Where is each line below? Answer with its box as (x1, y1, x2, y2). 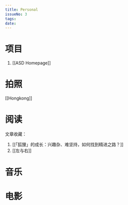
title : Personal (5, 7, 38, 12)
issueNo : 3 (5, 12, 27, 17)
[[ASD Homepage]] (12, 60, 51, 66)
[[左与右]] (12, 148, 32, 154)
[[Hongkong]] (5, 95, 33, 101)
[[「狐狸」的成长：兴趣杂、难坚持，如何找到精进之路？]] (12, 142, 124, 148)
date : (5, 21, 16, 26)
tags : (5, 16, 16, 21)
